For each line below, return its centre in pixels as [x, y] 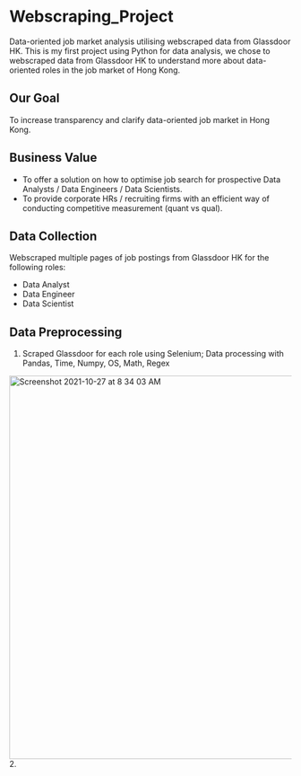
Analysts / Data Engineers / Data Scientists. [102, 189]
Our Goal [34, 98]
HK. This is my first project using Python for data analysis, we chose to [140, 50]
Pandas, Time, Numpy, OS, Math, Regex [96, 363]
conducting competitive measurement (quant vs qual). [122, 207]
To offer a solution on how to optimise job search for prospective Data [151, 179]
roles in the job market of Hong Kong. [111, 70]
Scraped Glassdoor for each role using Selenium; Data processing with [153, 354]
